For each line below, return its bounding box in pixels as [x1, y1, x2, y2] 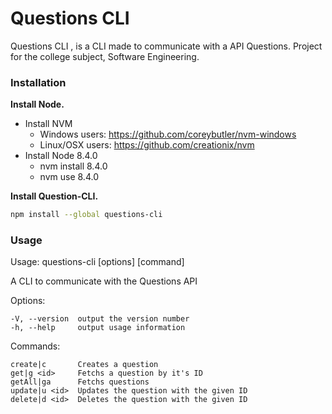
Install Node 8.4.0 [24, 150, 98, 162]
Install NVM [24, 118, 73, 130]
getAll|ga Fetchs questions [10, 377, 150, 387]
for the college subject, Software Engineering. [10, 50, 200, 62]
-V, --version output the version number [10, 314, 190, 324]
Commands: [10, 340, 61, 352]
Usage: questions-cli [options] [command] [10, 256, 185, 268]
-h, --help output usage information [10, 323, 186, 333]
